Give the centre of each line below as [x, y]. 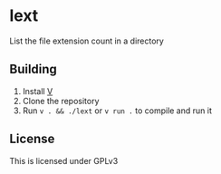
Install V [38, 91]
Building [33, 69]
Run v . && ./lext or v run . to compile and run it [117, 111]
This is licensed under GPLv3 [64, 160]
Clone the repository [61, 101]
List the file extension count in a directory [87, 41]
